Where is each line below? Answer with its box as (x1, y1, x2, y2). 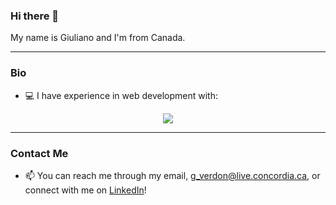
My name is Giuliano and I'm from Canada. (10, 32, 186, 44)
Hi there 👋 (10, 9, 60, 23)
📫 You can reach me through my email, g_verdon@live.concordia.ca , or (24, 169, 321, 181)
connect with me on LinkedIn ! (24, 184, 147, 196)
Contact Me (10, 146, 69, 160)
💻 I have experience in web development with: (24, 89, 218, 101)
